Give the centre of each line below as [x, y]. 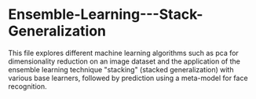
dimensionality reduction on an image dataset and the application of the [124, 61]
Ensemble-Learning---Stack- [106, 15]
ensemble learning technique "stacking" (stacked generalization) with [121, 69]
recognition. [27, 86]
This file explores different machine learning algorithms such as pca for [124, 53]
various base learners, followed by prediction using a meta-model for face [128, 78]
